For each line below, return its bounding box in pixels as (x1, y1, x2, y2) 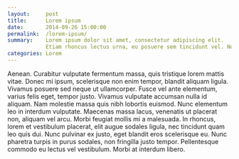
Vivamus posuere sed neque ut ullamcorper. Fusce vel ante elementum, (7, 84, 218, 93)
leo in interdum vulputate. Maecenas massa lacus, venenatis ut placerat (7, 107, 218, 116)
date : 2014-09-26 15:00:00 (7, 23, 107, 31)
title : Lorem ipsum (7, 17, 81, 24)
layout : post (7, 10, 59, 18)
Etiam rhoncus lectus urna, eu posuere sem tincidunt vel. (45, 43, 224, 50)
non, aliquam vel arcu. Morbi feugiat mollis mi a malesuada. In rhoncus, (7, 114, 216, 123)
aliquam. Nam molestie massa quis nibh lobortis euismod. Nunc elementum (7, 99, 228, 108)
